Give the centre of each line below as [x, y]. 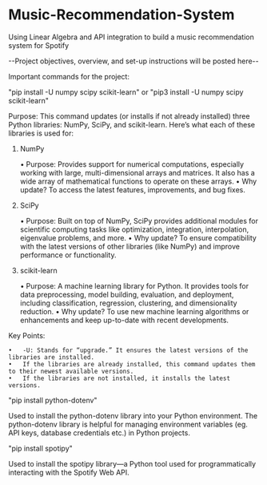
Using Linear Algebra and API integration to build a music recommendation [131, 37]
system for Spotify [39, 45]
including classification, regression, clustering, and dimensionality [128, 303]
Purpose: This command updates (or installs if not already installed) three [129, 116]
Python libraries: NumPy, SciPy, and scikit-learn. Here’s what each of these [132, 124]
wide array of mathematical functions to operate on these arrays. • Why [138, 181]
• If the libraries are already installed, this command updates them [132, 364]
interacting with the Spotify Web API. [69, 472]
